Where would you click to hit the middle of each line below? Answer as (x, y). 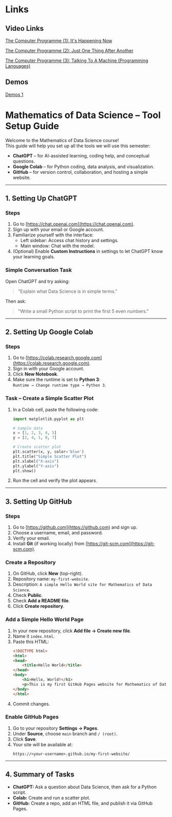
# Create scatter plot (37, 447)
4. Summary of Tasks (40, 775)
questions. (24, 161)
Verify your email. (31, 538)
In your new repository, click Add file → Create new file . (72, 631)
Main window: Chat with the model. (58, 246)
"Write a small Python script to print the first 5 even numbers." (83, 311)
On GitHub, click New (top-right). (48, 573)
